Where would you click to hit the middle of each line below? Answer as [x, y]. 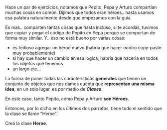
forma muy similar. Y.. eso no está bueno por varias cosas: [65, 38]
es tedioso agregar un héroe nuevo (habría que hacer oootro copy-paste [87, 48]
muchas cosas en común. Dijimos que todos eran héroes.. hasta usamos [80, 12]
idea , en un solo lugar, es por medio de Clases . [54, 89]
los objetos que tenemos [38, 64]
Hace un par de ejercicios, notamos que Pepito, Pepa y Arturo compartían [81, 7]
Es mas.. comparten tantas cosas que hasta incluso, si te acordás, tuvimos [82, 27]
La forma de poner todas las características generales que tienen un [76, 78]
